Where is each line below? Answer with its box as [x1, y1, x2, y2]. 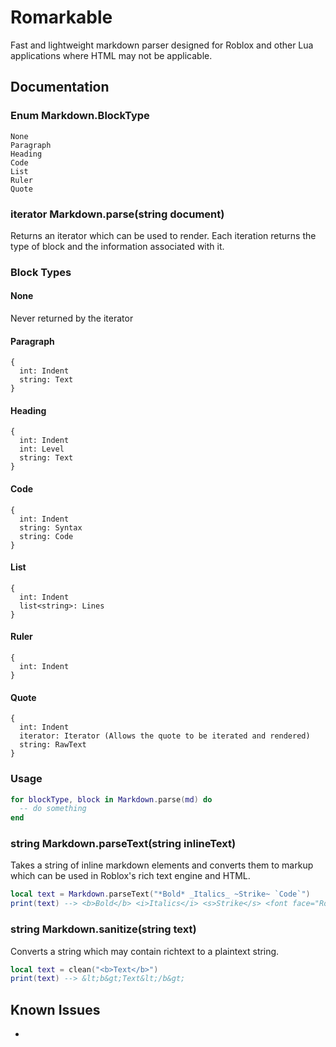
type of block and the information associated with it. [10, 240, 225, 252]
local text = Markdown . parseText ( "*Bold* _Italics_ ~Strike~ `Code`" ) [10, 889, 311, 900]
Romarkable [10, 6, 113, 29]
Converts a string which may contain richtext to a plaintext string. [10, 945, 280, 957]
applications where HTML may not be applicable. [10, 49, 213, 61]
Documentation [10, 79, 110, 96]
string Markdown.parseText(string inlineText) [10, 837, 237, 851]
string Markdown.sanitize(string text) [10, 922, 197, 936]
